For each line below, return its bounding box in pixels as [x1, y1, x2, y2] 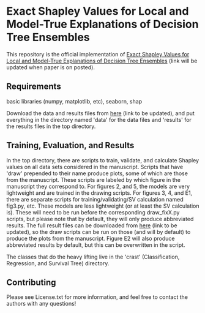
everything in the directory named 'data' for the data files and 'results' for [6, 116, 192, 123]
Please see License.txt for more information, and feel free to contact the [6, 293, 188, 301]
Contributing [6, 277, 56, 287]
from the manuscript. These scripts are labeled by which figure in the [6, 176, 181, 183]
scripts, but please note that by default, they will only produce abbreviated [6, 215, 194, 222]
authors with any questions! [6, 300, 76, 307]
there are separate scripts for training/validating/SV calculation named [6, 195, 184, 203]
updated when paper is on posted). [6, 63, 95, 71]
